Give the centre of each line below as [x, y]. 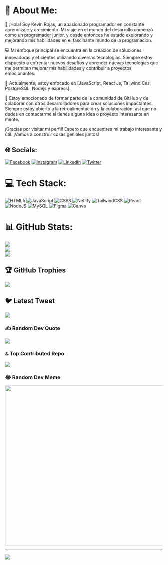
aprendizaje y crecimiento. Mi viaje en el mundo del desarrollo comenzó [79, 29]
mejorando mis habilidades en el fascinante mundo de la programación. [79, 40]
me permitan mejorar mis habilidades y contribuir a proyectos [68, 68]
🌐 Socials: [21, 150]
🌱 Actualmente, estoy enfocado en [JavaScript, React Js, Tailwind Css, [78, 83]
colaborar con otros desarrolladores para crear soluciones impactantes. [79, 103]
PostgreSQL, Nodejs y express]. [38, 88]
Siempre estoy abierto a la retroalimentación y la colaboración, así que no [81, 108]
